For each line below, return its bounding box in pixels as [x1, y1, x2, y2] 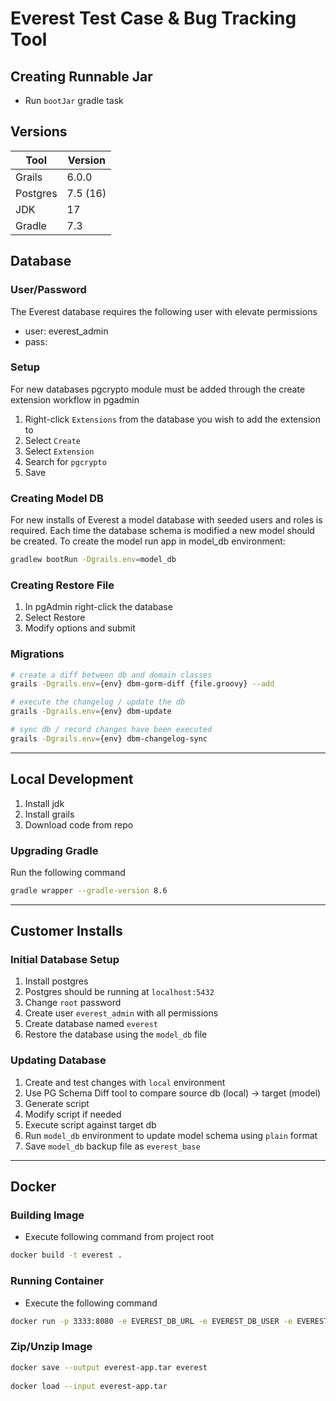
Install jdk [24, 797, 65, 809]
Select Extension [24, 445, 95, 457]
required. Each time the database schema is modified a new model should [10, 525, 315, 537]
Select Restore [24, 612, 86, 624]
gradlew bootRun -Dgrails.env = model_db [10, 555, 177, 565]
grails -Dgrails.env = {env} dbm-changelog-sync [10, 733, 208, 744]
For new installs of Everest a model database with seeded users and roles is [10, 514, 323, 526]
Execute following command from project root [24, 1231, 215, 1243]
